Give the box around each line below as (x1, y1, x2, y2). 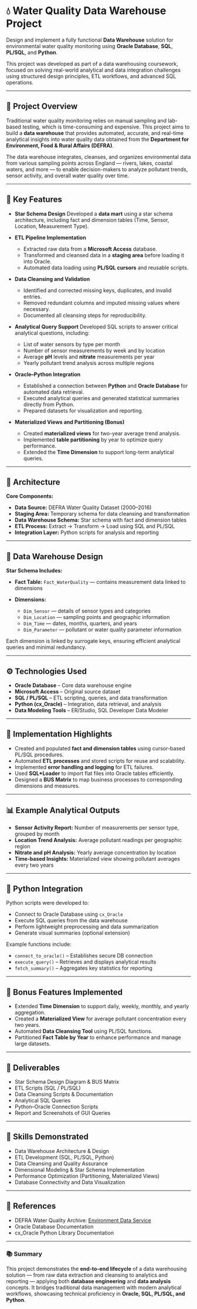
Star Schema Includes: (6, 567, 63, 574)
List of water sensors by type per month (23, 340, 120, 347)
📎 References (6, 1201, 56, 1211)
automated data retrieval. (23, 388, 84, 395)
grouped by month (14, 830, 60, 837)
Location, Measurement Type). (14, 222, 89, 229)
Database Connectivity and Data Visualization (14, 1178, 125, 1186)
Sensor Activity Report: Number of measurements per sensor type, (14, 824, 179, 831)
